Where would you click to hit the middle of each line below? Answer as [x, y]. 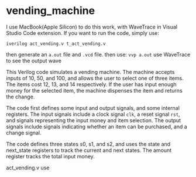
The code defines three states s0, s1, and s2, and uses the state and [88, 144]
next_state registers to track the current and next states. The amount [89, 150]
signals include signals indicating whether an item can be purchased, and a [97, 126]
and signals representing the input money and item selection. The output [94, 120]
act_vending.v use [28, 168]
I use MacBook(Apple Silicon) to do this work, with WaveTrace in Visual [92, 27]
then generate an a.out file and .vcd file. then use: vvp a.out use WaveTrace [98, 54]
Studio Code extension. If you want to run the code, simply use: [83, 33]
